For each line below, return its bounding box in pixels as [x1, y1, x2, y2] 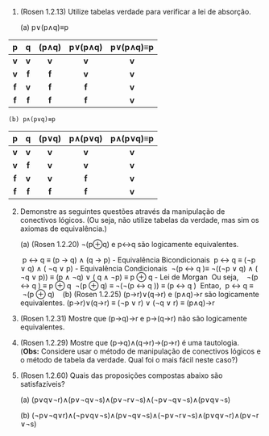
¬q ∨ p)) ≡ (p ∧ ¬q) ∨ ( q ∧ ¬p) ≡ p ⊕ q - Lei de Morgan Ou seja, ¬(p [19, 272, 259, 282]
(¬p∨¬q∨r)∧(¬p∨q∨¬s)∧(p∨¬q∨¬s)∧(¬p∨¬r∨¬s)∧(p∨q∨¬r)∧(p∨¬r [31, 411, 259, 420]
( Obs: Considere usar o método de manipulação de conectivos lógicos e [19, 346, 262, 356]
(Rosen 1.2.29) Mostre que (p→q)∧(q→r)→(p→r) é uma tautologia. [19, 338, 240, 347]
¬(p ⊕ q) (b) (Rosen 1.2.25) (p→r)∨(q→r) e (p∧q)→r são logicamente [22, 290, 260, 299]
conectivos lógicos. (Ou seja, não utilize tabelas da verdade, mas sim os [19, 216, 259, 224]
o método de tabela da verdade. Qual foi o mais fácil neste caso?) [19, 355, 238, 364]
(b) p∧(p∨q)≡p [8, 115, 56, 124]
